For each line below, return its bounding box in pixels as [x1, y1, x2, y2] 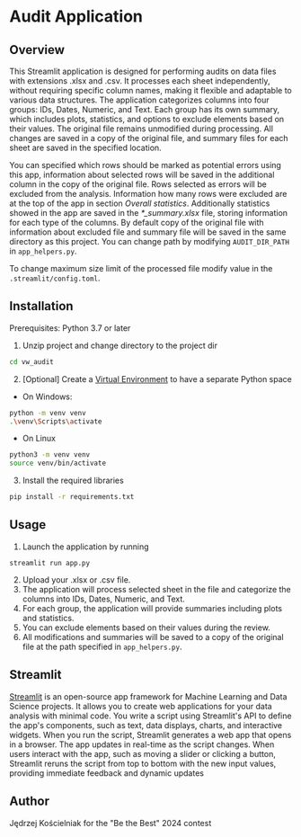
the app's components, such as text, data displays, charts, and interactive [9, 719, 283, 730]
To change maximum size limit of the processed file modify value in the [9, 263, 273, 273]
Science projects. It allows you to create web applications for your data [9, 700, 272, 711]
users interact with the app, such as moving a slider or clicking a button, [9, 748, 276, 759]
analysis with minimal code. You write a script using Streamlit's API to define [9, 710, 292, 721]
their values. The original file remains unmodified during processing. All [9, 123, 274, 134]
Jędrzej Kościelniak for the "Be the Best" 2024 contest [9, 817, 212, 828]
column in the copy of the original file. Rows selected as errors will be [9, 179, 267, 190]
